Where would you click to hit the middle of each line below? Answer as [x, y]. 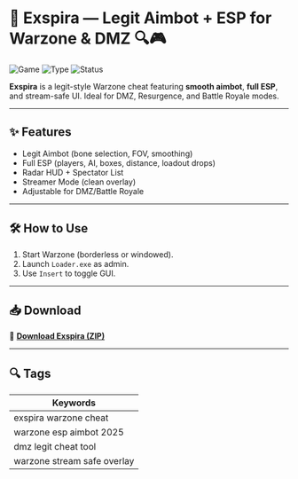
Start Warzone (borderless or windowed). [98, 254]
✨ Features [40, 132]
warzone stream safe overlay [74, 461]
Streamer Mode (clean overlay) [78, 182]
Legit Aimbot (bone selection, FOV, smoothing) [107, 153]
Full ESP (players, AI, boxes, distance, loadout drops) [118, 162]
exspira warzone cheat [61, 418]
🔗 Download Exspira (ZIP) [57, 336]
